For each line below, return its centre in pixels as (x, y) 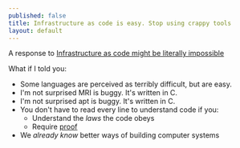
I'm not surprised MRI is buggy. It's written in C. (99, 93)
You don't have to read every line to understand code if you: (119, 110)
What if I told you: (37, 69)
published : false (37, 16)
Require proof (55, 127)
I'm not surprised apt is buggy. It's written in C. (98, 102)
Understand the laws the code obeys (93, 118)
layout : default (35, 30)
